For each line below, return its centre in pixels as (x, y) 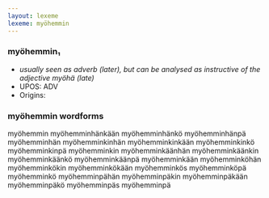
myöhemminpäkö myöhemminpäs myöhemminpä (89, 185)
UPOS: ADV (38, 86)
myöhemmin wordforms (56, 116)
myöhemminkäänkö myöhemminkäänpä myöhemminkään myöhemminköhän (134, 159)
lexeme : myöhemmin (38, 23)
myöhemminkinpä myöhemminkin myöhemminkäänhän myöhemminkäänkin (133, 151)
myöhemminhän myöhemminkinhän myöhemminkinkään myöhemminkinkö (131, 142)
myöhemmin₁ (34, 52)
